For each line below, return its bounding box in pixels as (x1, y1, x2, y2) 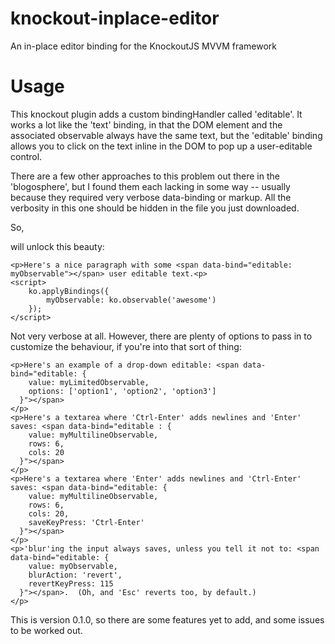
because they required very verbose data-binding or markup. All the (10, 191, 292, 203)
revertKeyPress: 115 (28, 578, 114, 589)
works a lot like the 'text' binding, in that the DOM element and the (10, 118, 283, 131)
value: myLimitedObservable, (28, 377, 150, 387)
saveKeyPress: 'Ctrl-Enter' (28, 517, 145, 527)
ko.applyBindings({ (28, 286, 110, 296)
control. (10, 150, 43, 162)
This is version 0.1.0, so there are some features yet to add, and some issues (10, 613, 325, 626)
